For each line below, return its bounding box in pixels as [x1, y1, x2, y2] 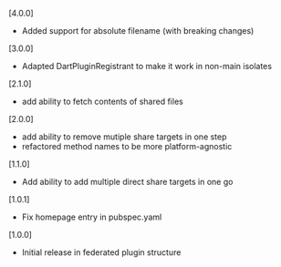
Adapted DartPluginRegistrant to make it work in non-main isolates [21, 61, 273, 71]
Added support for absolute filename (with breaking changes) [21, 26, 255, 36]
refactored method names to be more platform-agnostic [21, 141, 233, 151]
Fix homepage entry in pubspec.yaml [21, 211, 162, 222]
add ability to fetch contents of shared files [21, 96, 183, 107]
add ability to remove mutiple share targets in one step [21, 131, 227, 142]
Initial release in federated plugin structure [21, 247, 182, 258]
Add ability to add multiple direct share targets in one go [21, 177, 234, 187]
